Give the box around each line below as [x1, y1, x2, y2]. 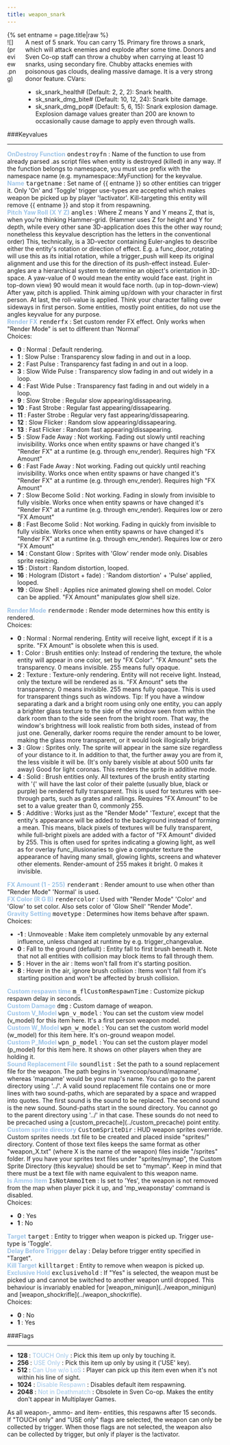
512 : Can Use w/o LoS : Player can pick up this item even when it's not [16, 1365, 218, 1374]
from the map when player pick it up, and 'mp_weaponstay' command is [7, 1183, 211, 1192]
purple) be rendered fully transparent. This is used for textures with [16, 787, 207, 795]
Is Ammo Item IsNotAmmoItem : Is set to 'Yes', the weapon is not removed [7, 1176, 219, 1185]
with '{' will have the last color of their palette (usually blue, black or [16, 779, 209, 788]
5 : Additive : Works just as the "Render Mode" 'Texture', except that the [16, 809, 220, 817]
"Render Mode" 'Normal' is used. [7, 888, 101, 896]
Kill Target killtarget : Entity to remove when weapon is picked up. [7, 1261, 205, 1270]
